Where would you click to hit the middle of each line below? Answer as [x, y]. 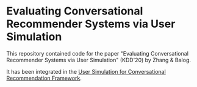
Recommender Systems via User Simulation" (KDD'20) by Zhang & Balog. [99, 60]
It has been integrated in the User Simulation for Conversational [86, 71]
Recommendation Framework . [44, 78]
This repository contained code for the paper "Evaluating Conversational [98, 53]
